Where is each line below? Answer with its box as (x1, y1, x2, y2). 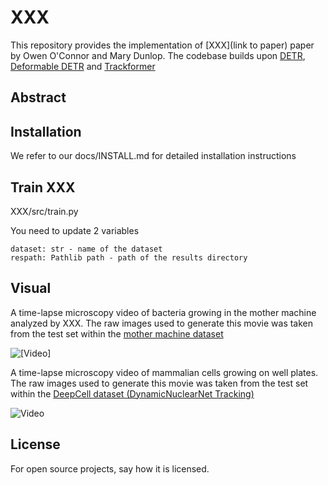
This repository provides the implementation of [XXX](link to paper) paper (10, 39, 315, 51)
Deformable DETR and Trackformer (10, 60, 156, 72)
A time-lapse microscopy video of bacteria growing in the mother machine (10, 306, 317, 318)
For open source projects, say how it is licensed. (10, 462, 210, 475)
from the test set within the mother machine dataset (10, 327, 224, 340)
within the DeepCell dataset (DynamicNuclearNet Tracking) (10, 387, 255, 400)
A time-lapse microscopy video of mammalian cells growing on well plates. (10, 366, 319, 378)
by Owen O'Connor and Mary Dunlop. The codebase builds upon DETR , (10, 49, 306, 61)
